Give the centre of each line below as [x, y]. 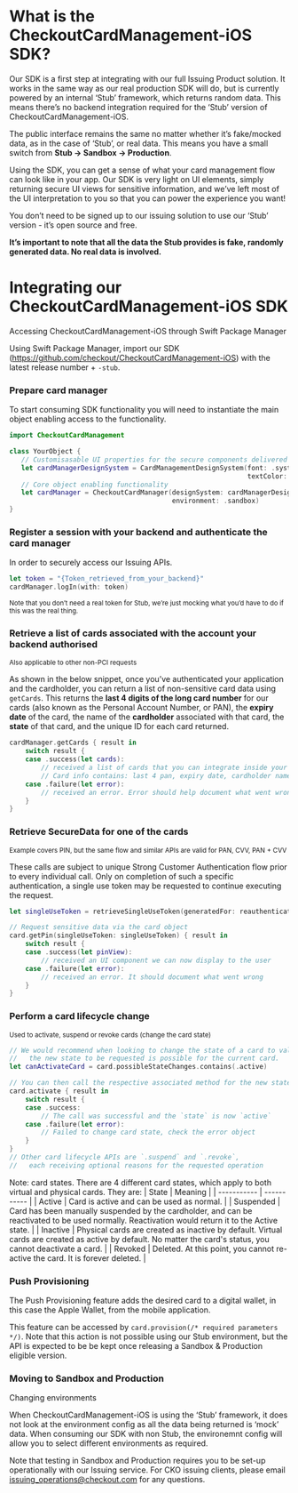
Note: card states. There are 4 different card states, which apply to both [141, 1182]
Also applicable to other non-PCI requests [73, 663]
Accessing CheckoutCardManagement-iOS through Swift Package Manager [148, 331]
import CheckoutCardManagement [67, 436]
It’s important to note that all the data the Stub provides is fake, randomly [146, 242]
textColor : [267, 476]
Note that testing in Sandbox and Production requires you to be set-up [137, 1461]
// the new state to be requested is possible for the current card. [144, 1059]
